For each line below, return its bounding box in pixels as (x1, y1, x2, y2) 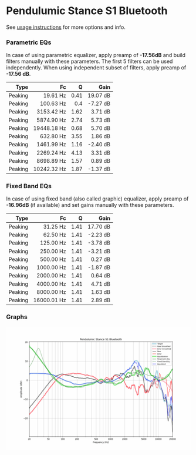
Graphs (6, 313, 28, 321)
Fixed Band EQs (6, 182, 52, 190)
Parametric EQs (6, 38, 52, 46)
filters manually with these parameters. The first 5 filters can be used (6, 58, 173, 65)
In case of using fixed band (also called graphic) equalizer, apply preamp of (6, 195, 189, 202)
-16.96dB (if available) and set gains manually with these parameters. (6, 202, 174, 209)
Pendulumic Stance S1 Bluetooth (6, 4, 168, 18)
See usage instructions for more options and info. (6, 24, 126, 31)
